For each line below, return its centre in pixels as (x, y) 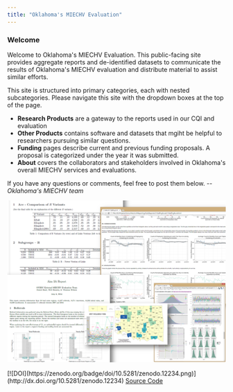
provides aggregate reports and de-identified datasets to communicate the (114, 62)
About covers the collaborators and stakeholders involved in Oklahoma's (121, 162)
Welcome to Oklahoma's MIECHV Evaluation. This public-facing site (104, 55)
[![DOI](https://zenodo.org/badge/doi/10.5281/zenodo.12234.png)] (102, 373)
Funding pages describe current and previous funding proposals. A (113, 148)
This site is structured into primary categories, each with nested (98, 90)
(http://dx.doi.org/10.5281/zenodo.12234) (66, 381)
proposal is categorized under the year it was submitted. (98, 155)
